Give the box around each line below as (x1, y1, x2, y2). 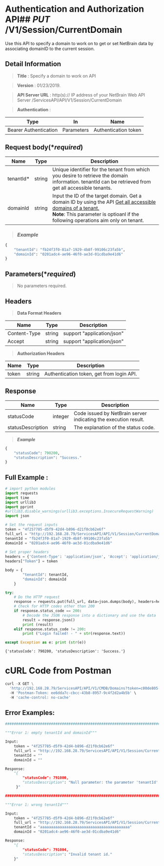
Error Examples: (5, 709, 55, 717)
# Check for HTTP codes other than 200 (14, 604, 95, 609)
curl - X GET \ (5, 681, 34, 687)
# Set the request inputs (5, 522, 58, 527)
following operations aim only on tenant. (52, 217, 144, 223)
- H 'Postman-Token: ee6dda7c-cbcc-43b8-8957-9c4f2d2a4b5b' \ (9, 690, 137, 695)
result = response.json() (22, 618, 76, 622)
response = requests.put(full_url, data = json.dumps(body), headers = (14, 599, 156, 604)
